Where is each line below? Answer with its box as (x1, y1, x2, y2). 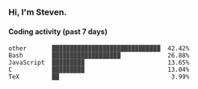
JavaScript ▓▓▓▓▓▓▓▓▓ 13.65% (8, 59, 190, 67)
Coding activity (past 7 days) (8, 27, 107, 36)
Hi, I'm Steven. (8, 6, 67, 18)
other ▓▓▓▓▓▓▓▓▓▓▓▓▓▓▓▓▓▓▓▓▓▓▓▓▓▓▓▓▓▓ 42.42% (8, 44, 190, 53)
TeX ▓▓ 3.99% (8, 73, 190, 81)
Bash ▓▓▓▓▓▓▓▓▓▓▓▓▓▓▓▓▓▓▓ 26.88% (8, 52, 190, 60)
